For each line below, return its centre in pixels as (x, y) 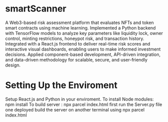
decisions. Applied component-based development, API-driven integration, (83, 54)
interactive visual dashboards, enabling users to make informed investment (83, 49)
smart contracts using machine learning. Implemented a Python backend (80, 27)
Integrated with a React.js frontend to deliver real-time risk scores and (78, 43)
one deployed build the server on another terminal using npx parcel (75, 109)
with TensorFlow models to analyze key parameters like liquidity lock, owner (84, 33)
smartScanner (36, 9)
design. (13, 65)
